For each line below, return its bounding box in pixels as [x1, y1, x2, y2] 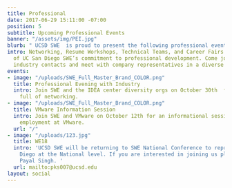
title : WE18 [13, 138, 48, 145]
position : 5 [7, 23, 41, 30]
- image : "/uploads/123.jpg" [7, 132, 91, 138]
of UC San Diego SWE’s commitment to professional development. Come [13, 55, 217, 62]
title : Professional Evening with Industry [13, 81, 140, 87]
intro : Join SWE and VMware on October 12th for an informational [13, 112, 209, 119]
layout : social [7, 170, 51, 177]
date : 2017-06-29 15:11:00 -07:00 [7, 17, 107, 23]
